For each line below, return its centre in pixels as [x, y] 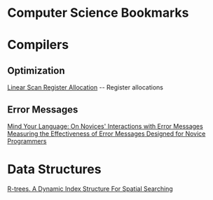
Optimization [36, 70]
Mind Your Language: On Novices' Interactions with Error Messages [105, 126]
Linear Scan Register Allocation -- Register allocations [85, 87]
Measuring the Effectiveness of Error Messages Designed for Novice [106, 134]
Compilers [38, 45]
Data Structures [54, 170]
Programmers [27, 141]
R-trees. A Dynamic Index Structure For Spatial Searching [90, 188]
